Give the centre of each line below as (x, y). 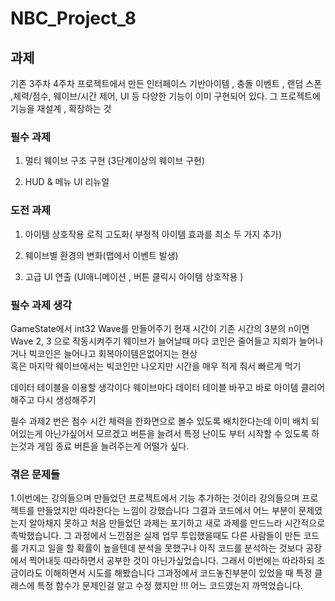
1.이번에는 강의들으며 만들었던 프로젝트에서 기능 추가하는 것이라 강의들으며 (155, 498)
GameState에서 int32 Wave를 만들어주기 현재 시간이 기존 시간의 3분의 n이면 (160, 328)
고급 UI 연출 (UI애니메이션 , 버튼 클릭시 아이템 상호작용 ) (134, 276)
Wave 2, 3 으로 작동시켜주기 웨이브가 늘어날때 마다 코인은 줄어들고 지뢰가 (153, 341)
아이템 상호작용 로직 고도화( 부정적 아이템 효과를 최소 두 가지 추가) (153, 234)
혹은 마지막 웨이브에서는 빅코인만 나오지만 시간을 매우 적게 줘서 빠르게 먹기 (156, 366)
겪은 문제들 (35, 474)
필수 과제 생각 (41, 305)
